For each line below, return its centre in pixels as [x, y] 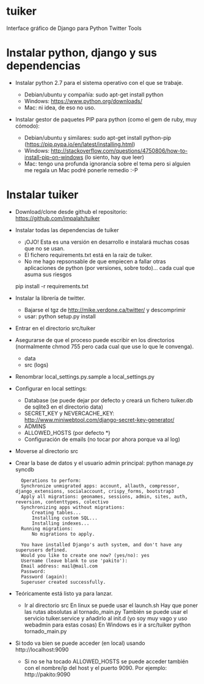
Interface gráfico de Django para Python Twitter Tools [74, 28]
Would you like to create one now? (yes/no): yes [85, 555]
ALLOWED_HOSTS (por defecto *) [67, 432]
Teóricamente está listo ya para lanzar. [64, 593]
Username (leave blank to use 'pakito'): [75, 561]
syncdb [25, 469]
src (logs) [36, 365]
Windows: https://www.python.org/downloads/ [83, 101]
